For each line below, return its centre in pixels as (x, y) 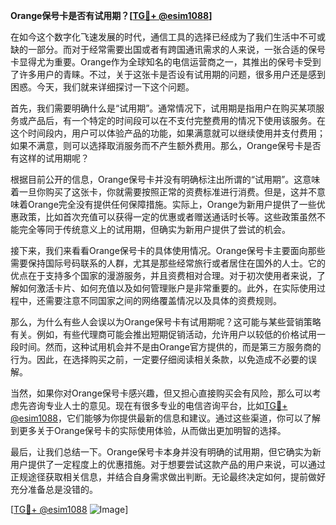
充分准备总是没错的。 (54, 489)
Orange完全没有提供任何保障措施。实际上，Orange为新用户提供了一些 (172, 204)
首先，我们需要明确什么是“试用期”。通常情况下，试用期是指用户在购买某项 (163, 108)
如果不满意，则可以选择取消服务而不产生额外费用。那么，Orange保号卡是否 (166, 145)
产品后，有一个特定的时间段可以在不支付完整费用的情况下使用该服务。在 (176, 120)
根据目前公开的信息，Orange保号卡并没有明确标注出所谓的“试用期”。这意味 (165, 179)
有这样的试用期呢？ (50, 158)
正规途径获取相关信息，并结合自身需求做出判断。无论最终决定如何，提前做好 (168, 477)
